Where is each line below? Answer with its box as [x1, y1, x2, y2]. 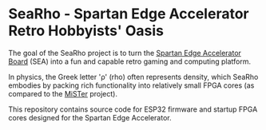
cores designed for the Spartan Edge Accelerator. [8, 112, 172, 122]
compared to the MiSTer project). [8, 89, 118, 98]
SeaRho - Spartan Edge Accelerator [8, 5, 249, 23]
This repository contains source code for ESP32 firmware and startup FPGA [8, 104, 258, 114]
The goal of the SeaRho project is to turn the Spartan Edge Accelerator [8, 48, 242, 57]
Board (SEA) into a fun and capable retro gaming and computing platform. [8, 57, 252, 66]
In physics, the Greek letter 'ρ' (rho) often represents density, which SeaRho [8, 72, 259, 81]
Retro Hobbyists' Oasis [8, 22, 164, 40]
